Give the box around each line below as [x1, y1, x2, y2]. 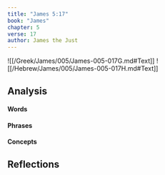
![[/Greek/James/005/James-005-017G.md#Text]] [7, 56, 155, 65]
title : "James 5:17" [7, 10, 69, 18]
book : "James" [7, 17, 50, 24]
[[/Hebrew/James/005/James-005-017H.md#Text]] [7, 64, 159, 73]
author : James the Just [7, 37, 79, 44]
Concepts [7, 137, 37, 146]
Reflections [7, 158, 60, 170]
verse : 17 [7, 30, 37, 38]
